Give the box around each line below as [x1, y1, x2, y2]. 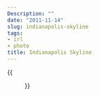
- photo [7, 42, 30, 49]
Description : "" [7, 10, 54, 17]
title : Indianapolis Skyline [7, 49, 92, 56]
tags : [7, 29, 23, 37]
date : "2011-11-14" [7, 17, 64, 24]
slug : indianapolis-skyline [7, 23, 89, 30]
